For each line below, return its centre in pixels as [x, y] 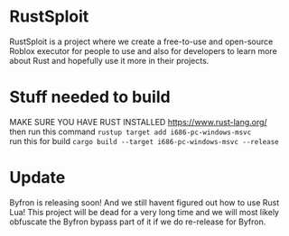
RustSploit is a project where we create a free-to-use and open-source [141, 41]
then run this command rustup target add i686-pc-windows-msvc [131, 132]
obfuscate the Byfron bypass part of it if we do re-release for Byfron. [138, 222]
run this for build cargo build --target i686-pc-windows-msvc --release [144, 141]
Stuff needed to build [90, 97]
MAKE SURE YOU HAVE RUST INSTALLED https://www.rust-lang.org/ [139, 122]
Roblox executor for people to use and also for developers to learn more [143, 50]
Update [37, 178]
